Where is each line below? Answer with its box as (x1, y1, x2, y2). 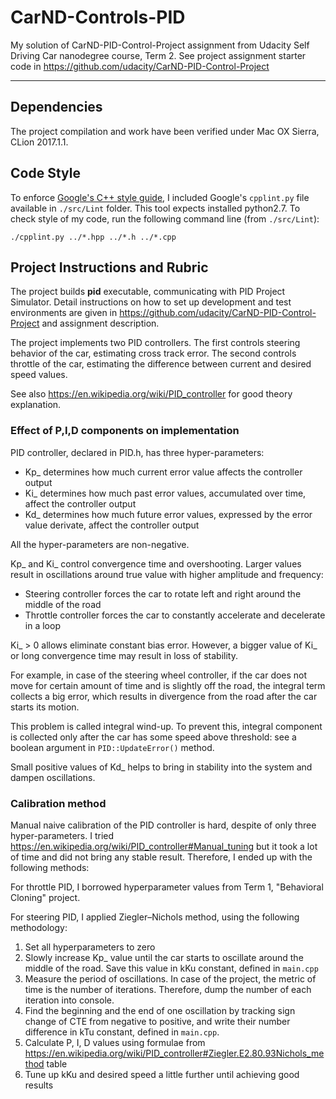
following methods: (10, 861, 90, 873)
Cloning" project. (10, 891, 81, 903)
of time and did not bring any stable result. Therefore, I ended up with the (10, 851, 313, 863)
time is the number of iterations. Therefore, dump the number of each (24, 983, 312, 995)
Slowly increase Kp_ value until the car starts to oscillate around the (24, 951, 304, 963)
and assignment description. (41, 317, 160, 330)
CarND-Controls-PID (10, 6, 186, 29)
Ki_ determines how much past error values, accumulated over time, (24, 487, 307, 499)
